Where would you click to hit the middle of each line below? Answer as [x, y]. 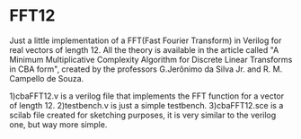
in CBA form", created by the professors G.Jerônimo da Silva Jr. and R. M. [146, 69]
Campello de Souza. [47, 78]
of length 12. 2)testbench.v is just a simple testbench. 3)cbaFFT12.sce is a [146, 105]
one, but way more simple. [58, 124]
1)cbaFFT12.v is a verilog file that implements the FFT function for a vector [147, 96]
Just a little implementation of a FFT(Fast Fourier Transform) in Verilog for [146, 40]
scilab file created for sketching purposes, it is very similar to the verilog [143, 115]
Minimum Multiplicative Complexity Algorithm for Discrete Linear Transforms [151, 59]
